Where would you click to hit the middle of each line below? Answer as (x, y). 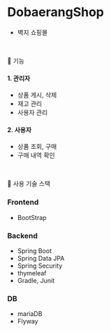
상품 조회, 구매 (37, 147)
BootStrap (32, 217)
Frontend (23, 202)
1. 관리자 (19, 78)
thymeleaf (32, 273)
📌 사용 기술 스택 (29, 184)
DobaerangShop (56, 12)
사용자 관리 (32, 113)
